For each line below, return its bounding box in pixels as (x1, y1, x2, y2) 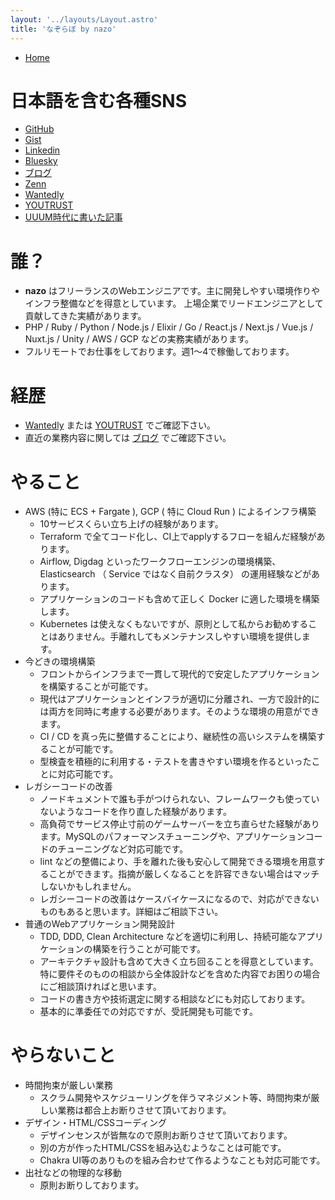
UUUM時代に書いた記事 (24, 211, 123, 223)
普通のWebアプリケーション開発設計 (24, 918, 176, 930)
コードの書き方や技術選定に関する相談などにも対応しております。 (39, 993, 311, 1005)
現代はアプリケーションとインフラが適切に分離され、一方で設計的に (39, 693, 321, 705)
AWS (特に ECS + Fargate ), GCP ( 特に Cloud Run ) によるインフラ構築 (24, 506, 317, 518)
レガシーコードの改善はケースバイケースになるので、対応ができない (39, 893, 320, 905)
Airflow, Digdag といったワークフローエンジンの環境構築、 (39, 556, 282, 568)
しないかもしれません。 (39, 881, 137, 893)
